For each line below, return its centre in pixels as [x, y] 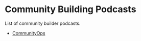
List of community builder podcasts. [43, 23]
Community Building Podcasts [70, 9]
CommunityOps [29, 33]
